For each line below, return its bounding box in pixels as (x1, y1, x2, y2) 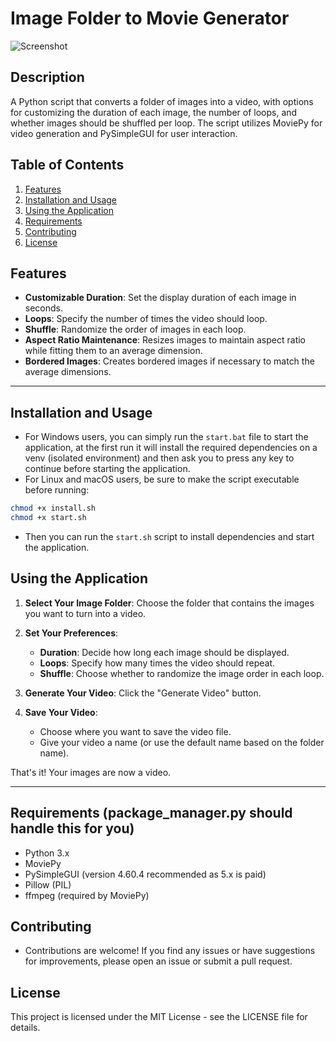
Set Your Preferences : (24, 627, 119, 639)
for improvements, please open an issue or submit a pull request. (24, 955, 293, 967)
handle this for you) (10, 820, 135, 837)
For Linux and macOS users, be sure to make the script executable (24, 473, 300, 486)
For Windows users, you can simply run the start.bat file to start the (24, 431, 309, 443)
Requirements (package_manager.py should (10, 805, 293, 822)
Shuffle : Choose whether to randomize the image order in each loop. (39, 667, 325, 679)
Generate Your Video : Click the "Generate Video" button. (24, 687, 262, 699)
